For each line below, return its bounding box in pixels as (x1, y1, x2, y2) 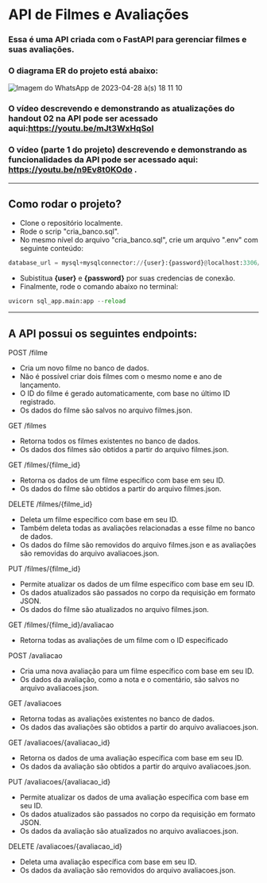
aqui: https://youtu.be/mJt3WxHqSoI (8, 123, 154, 134)
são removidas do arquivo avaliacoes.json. (19, 548, 160, 558)
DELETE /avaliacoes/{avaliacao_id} (8, 842, 123, 851)
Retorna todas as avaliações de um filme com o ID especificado (19, 636, 229, 645)
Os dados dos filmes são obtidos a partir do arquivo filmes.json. (19, 445, 229, 454)
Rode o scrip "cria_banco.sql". (19, 227, 119, 236)
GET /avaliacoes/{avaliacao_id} (8, 738, 110, 747)
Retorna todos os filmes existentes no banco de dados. (19, 436, 201, 446)
